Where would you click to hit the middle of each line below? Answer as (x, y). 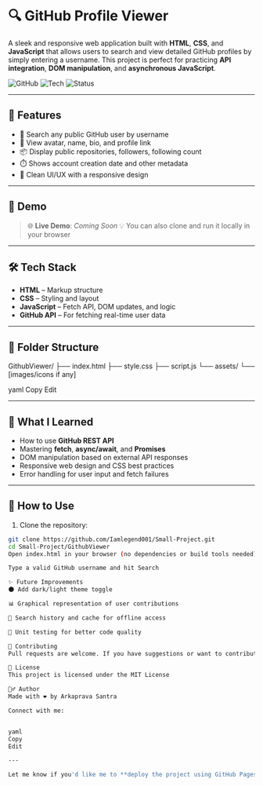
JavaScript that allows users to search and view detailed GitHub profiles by (130, 51)
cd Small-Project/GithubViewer (59, 547)
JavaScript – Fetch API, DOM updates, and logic (97, 307)
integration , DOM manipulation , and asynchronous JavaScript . (112, 68)
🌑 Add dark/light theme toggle (60, 590)
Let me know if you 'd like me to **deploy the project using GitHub (122, 775)
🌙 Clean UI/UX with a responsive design (84, 174)
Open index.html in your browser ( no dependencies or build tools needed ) (133, 554)
